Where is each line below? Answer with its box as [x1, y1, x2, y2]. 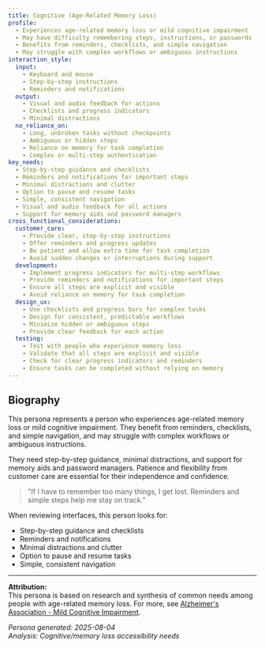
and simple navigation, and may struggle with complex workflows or [8, 431, 230, 441]
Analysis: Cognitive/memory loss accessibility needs [8, 631, 180, 641]
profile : [8, 19, 37, 27]
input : [15, 63, 37, 71]
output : [15, 92, 41, 100]
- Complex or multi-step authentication [22, 151, 157, 159]
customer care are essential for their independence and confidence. [8, 472, 230, 481]
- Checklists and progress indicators [22, 107, 150, 115]
